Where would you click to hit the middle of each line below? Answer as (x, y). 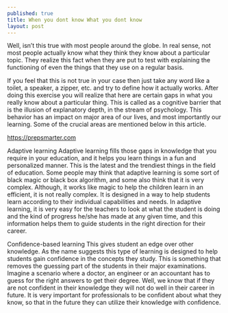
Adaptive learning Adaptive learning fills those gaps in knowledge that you (112, 151)
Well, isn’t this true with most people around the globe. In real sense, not (109, 46)
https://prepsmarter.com (42, 138)
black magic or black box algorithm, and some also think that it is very (105, 180)
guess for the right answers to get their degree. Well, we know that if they (111, 281)
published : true (30, 13)
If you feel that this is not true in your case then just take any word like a (109, 81)
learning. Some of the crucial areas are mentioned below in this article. (107, 125)
